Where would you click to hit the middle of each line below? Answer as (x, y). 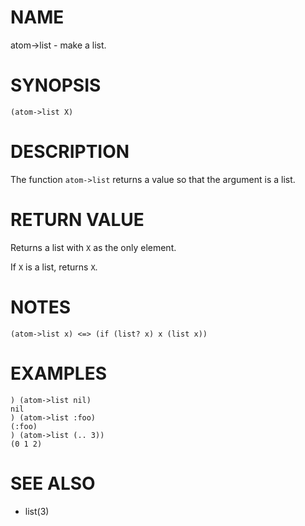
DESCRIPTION (70, 152)
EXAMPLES (58, 373)
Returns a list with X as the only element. (93, 247)
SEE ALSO (53, 483)
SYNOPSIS (56, 85)
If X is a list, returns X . (54, 267)
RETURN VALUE (77, 220)
